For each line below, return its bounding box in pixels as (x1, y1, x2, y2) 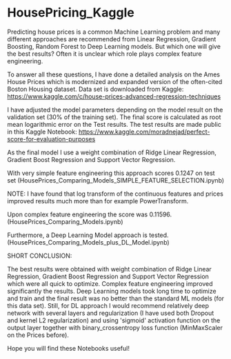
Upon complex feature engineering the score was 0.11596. (7, 210, 172, 218)
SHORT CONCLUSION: (7, 252, 72, 260)
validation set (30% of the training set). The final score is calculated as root (7, 112, 221, 121)
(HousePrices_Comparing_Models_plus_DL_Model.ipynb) (7, 238, 170, 246)
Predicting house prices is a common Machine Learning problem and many (7, 28, 221, 36)
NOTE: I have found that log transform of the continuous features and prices (7, 189, 224, 198)
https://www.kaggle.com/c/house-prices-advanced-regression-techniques (7, 92, 221, 101)
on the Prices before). (7, 331, 69, 339)
